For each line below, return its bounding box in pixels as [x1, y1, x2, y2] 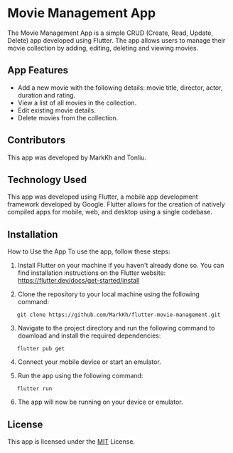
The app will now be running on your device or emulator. [17, 397, 183, 407]
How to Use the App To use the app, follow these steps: [7, 247, 170, 256]
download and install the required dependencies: [17, 331, 161, 340]
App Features [7, 64, 69, 76]
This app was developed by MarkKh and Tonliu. [7, 153, 147, 162]
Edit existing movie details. [17, 105, 96, 115]
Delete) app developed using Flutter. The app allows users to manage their [7, 36, 226, 44]
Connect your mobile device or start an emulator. [17, 358, 161, 366]
